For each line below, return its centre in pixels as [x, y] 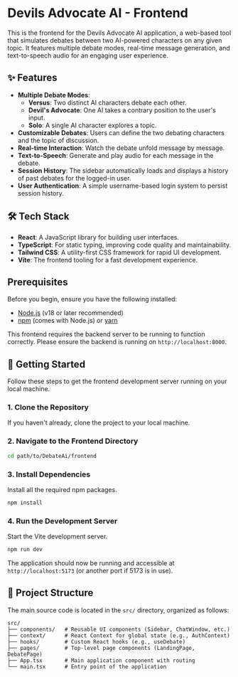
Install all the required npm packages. [62, 489]
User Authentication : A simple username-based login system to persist [123, 186]
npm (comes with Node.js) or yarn [68, 321]
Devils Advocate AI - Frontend [98, 13]
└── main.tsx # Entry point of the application [87, 666]
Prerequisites [38, 282]
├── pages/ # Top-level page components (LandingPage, [101, 648]
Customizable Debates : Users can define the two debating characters [121, 132]
